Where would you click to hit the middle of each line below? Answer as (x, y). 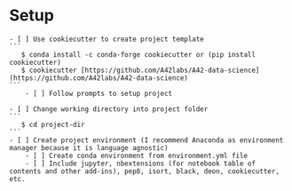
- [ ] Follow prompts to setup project (99, 93)
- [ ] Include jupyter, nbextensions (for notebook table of (140, 163)
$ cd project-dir (53, 124)
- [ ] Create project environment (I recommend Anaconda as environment (146, 140)
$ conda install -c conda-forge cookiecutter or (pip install (138, 54)
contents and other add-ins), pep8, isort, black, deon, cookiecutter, (144, 171)
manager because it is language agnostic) (89, 147)
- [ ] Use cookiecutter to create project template (107, 39)
